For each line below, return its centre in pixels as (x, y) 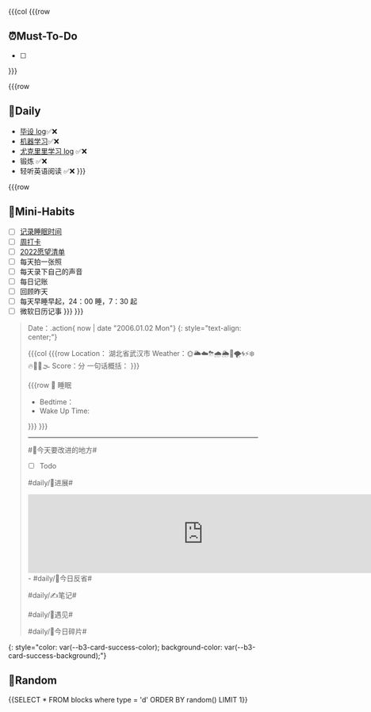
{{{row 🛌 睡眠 (50, 385)
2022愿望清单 (42, 251)
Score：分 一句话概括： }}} (96, 366)
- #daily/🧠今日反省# (60, 579)
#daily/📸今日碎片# (57, 632)
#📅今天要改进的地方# (62, 450)
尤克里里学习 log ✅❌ (53, 151)
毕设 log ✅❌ (38, 131)
